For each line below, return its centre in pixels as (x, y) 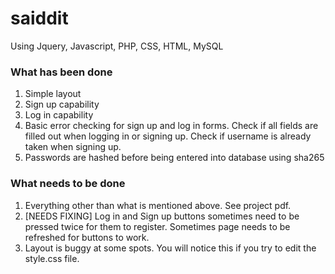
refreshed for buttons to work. (87, 237)
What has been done (61, 72)
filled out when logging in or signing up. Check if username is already (168, 136)
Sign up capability (62, 104)
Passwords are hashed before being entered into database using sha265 (174, 158)
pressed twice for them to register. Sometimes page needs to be (157, 226)
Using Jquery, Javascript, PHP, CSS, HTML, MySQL (117, 46)
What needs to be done (68, 184)
